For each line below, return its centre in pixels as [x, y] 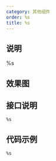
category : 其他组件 [28, 12]
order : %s [18, 17]
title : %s [18, 23]
